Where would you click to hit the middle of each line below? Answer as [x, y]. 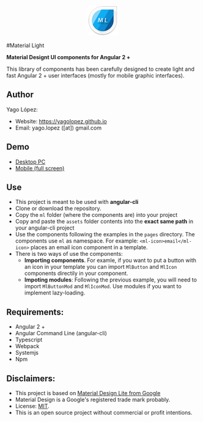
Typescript [29, 340]
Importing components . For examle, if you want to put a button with [110, 260]
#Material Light [25, 45]
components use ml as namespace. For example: [77, 241]
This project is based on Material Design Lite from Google [88, 393]
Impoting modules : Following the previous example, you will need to [111, 280]
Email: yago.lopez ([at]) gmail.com [58, 128]
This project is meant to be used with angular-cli [77, 202]
